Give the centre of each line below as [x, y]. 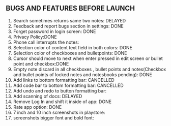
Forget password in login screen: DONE [54, 31]
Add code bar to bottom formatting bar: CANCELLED [68, 85]
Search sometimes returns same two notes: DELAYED [69, 20]
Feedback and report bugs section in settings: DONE [68, 26]
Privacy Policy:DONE [35, 37]
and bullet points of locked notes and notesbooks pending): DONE [82, 74]
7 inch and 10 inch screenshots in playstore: [59, 112]
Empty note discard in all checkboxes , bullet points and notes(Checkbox [90, 69]
